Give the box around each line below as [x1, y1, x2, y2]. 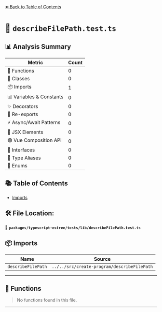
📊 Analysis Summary [5, 43, 71, 51]
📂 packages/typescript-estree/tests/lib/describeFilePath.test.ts [5, 224, 141, 230]
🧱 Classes [7, 75, 30, 82]
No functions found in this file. [16, 297, 77, 303]
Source [94, 256, 111, 263]
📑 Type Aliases [7, 154, 41, 161]
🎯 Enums [7, 163, 27, 169]
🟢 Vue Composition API [7, 137, 62, 144]
